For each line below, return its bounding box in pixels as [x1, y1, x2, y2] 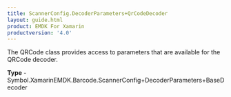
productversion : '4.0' [7, 29, 72, 36]
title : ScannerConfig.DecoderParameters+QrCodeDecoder [7, 10, 168, 17]
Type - [7, 69, 27, 77]
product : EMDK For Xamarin [7, 23, 85, 30]
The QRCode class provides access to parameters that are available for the [7, 48, 221, 56]
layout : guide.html [7, 17, 63, 23]
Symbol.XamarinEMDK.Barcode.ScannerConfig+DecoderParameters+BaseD [7, 76, 225, 85]
